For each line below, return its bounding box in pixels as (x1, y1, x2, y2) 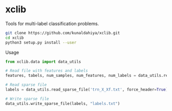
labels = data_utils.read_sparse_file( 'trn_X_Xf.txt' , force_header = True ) (5, 87, 168, 93)
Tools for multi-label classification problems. (5, 20, 99, 27)
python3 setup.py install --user (5, 40, 77, 45)
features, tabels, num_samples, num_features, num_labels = (5, 73, 137, 78)
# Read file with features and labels (5, 68, 88, 74)
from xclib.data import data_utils (5, 59, 81, 64)
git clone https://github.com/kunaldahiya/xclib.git (5, 30, 120, 35)
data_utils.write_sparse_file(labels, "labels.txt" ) (5, 101, 120, 106)
